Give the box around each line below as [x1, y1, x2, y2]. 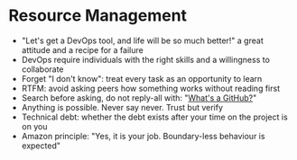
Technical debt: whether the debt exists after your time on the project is [21, 111, 288, 122]
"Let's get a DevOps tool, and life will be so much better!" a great [21, 35, 264, 46]
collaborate [21, 64, 64, 75]
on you [21, 120, 48, 131]
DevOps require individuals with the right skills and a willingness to [21, 54, 270, 65]
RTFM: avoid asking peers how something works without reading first [21, 83, 281, 93]
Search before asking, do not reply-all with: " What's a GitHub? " [21, 92, 257, 103]
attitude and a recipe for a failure [21, 44, 144, 55]
